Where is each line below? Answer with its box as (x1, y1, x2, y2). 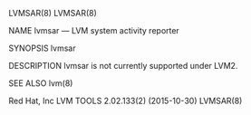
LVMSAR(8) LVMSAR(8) (8, 8, 97, 18)
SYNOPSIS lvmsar (8, 43, 76, 53)
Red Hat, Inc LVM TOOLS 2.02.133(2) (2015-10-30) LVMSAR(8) (8, 95, 243, 106)
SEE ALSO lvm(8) (8, 78, 73, 89)
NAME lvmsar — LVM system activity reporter (8, 25, 180, 35)
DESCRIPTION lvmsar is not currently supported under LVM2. (8, 61, 238, 71)
